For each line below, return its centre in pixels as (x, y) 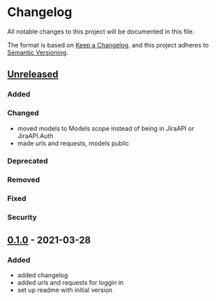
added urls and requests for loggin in (70, 282)
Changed (23, 113)
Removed (24, 180)
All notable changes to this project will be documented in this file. (101, 31)
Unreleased (33, 74)
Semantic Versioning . (38, 52)
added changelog (43, 275)
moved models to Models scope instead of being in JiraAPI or (106, 128)
